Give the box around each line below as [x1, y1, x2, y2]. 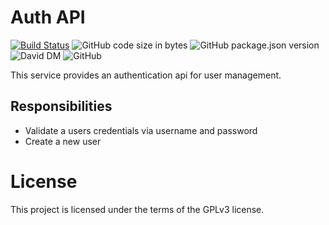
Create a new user [24, 135, 102, 147]
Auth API [10, 6, 86, 29]
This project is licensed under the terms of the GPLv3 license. [10, 203, 265, 215]
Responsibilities [10, 98, 113, 115]
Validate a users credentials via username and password [24, 124, 258, 136]
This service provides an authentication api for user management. [10, 69, 282, 81]
